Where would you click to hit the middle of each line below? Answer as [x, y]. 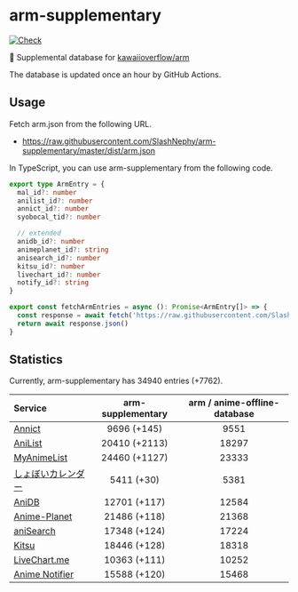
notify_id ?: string [53, 283]
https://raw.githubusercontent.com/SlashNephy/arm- [119, 141]
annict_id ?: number [53, 209]
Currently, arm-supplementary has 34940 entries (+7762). [116, 381]
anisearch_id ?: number [59, 258]
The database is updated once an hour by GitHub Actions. [115, 74]
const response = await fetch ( [75, 316]
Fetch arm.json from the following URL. [81, 124]
